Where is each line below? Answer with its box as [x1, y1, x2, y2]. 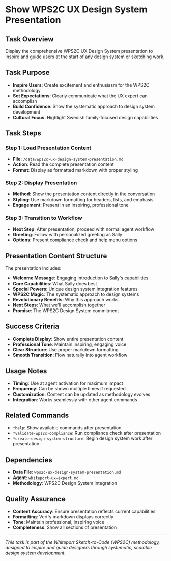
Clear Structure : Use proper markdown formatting [12, 346, 119, 352]
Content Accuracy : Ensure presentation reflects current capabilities [12, 508, 156, 514]
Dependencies [5, 456, 52, 464]
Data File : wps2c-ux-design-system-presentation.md [12, 469, 121, 475]
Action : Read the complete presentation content [12, 161, 114, 167]
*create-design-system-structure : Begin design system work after [12, 435, 153, 441]
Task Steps [5, 129, 42, 138]
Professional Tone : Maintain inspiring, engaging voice [12, 341, 127, 347]
